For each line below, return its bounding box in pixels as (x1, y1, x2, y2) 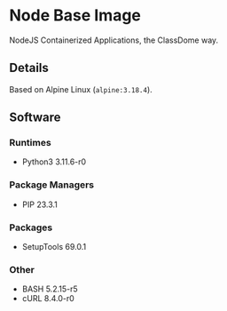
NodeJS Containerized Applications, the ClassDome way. (9, 35, 219, 45)
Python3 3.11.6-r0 (21, 156, 87, 167)
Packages (9, 221, 53, 234)
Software (9, 110, 61, 125)
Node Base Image (9, 5, 142, 26)
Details (9, 60, 49, 76)
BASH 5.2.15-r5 (21, 283, 78, 294)
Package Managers (9, 179, 95, 191)
